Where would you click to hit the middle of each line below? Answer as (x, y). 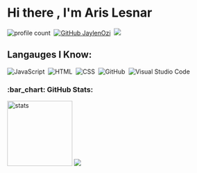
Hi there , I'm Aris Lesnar (80, 13)
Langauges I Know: (50, 55)
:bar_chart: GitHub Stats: (50, 90)
